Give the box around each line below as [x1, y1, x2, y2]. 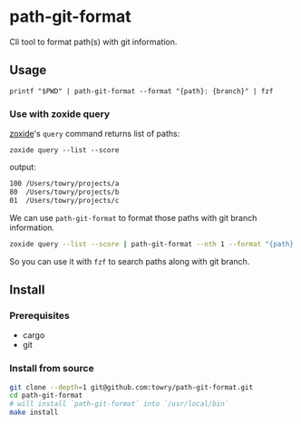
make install [9, 408, 59, 418]
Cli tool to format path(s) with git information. [9, 36, 178, 47]
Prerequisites [9, 309, 70, 322]
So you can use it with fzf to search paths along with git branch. [9, 255, 250, 266]
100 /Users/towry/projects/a [9, 179, 120, 188]
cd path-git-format [9, 391, 83, 400]
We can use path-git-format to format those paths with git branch [9, 212, 257, 223]
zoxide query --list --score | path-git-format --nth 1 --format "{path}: [9, 239, 298, 248]
